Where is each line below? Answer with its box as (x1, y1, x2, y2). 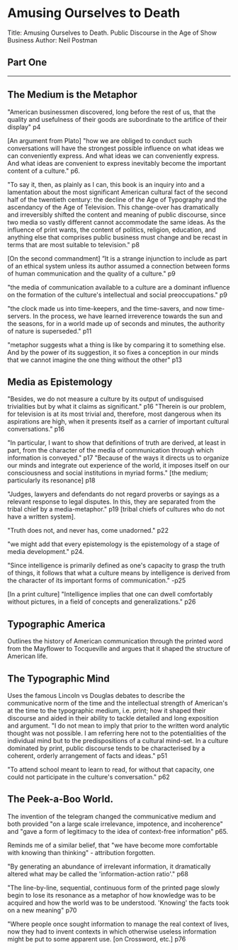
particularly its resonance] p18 (7, 476, 96, 485)
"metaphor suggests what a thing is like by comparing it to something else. (7, 340, 225, 349)
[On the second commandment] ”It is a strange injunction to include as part (7, 254, 227, 263)
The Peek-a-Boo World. (7, 793, 113, 805)
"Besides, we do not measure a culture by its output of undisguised (7, 395, 204, 403)
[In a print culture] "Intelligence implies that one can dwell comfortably (7, 590, 213, 599)
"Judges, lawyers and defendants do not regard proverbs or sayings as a (7, 490, 220, 499)
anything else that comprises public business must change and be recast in (7, 232, 228, 242)
